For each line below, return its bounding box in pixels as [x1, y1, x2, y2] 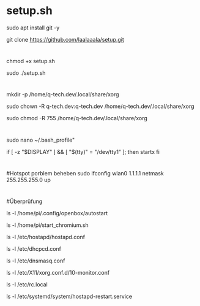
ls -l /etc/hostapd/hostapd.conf [6, 233, 86, 240]
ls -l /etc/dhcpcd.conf [6, 245, 62, 252]
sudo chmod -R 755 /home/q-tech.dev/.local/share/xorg [6, 115, 148, 122]
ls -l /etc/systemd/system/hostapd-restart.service [6, 293, 133, 300]
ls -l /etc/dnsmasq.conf [6, 257, 65, 264]
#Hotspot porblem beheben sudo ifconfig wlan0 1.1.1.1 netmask [6, 169, 164, 177]
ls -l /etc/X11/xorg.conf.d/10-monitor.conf [6, 269, 110, 276]
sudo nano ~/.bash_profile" [6, 136, 75, 143]
